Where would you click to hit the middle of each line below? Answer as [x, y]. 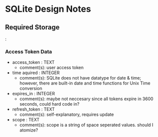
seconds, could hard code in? [49, 104]
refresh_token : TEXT [33, 110]
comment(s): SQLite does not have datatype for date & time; [80, 78]
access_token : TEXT [33, 62]
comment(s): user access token [52, 68]
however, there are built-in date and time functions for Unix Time [85, 83]
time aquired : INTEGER [36, 73]
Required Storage [32, 27]
